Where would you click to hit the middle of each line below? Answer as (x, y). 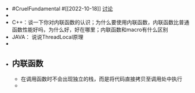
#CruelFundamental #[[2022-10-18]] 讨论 (62, 9)
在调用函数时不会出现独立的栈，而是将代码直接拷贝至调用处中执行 (101, 79)
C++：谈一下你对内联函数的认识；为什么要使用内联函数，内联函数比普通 (100, 22)
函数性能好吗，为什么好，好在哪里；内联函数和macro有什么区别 (90, 29)
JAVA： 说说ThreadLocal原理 (48, 37)
